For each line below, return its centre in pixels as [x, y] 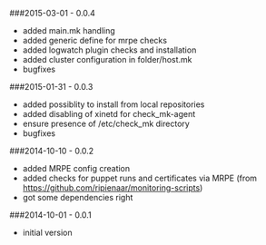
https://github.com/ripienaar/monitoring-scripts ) [113, 188]
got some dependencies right [78, 197]
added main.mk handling [69, 30]
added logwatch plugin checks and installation [109, 50]
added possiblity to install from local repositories [113, 104]
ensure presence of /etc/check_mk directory [106, 123]
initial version [47, 232]
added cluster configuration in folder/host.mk [107, 59]
